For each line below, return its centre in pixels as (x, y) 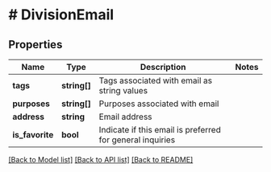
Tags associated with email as (156, 80)
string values (123, 90)
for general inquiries (137, 140)
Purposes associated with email (159, 104)
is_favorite (33, 135)
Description (163, 67)
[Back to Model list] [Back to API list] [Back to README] (101, 160)
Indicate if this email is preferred (160, 130)
